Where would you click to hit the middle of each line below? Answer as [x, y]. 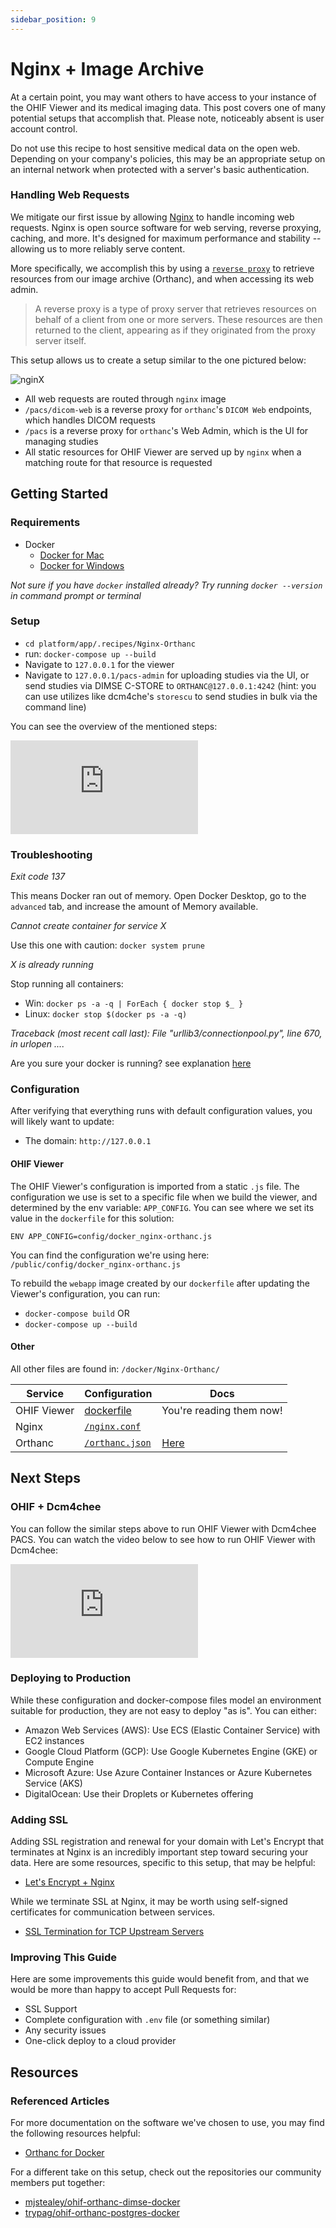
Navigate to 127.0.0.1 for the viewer [99, 664]
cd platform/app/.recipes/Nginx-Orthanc [110, 644]
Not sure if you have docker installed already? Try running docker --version [166, 585]
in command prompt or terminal [76, 595]
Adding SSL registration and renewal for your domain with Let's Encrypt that [167, 1842]
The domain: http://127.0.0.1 [88, 1141]
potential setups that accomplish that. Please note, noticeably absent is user [167, 118]
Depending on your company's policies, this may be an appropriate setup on [168, 158]
